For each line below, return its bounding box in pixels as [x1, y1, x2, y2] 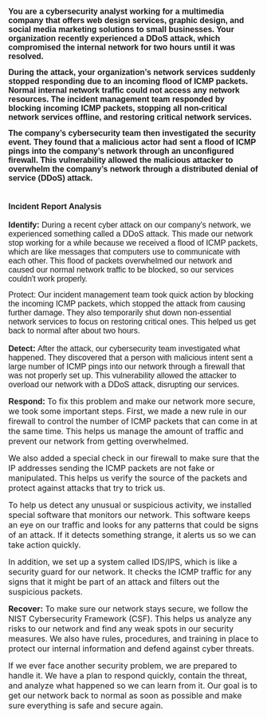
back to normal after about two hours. [8, 326, 141, 335]
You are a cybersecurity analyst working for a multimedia [8, 7, 225, 16]
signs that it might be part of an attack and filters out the [8, 576, 220, 587]
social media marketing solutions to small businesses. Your [8, 25, 234, 34]
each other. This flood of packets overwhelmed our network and [8, 255, 233, 266]
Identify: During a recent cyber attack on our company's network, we [8, 219, 251, 230]
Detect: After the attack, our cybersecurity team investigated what [8, 343, 241, 354]
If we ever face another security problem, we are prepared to [8, 660, 238, 671]
